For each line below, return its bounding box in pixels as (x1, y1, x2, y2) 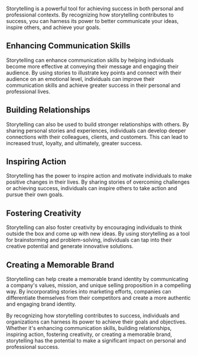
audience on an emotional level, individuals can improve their (6, 75, 155, 82)
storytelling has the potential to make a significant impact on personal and (6, 337, 186, 344)
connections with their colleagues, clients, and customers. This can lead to (6, 133, 189, 141)
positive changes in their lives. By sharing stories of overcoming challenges (6, 178, 190, 185)
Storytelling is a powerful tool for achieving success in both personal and (6, 5, 184, 12)
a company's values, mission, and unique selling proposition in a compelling (6, 282, 191, 289)
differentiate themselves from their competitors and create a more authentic (6, 295, 191, 302)
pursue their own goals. (6, 191, 64, 198)
